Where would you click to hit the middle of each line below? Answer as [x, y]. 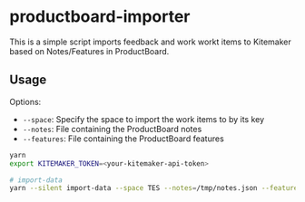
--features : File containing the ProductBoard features [123, 139]
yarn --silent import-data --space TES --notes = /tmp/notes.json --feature [154, 188]
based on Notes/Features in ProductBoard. [89, 51]
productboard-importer [100, 17]
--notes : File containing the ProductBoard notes [112, 129]
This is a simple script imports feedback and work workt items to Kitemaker [151, 42]
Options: [25, 101]
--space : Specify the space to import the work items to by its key [143, 119]
